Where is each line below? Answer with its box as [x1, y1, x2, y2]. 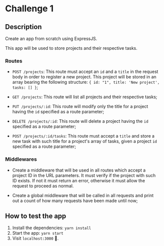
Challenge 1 [5, 3, 54, 14]
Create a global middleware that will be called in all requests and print [12, 192, 154, 198]
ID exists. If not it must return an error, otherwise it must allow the [12, 177, 145, 183]
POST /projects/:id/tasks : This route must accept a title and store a [12, 133, 155, 139]
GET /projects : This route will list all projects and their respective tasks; [12, 94, 158, 100]
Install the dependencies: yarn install [12, 225, 91, 231]
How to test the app [5, 211, 66, 220]
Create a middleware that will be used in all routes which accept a [12, 167, 146, 173]
